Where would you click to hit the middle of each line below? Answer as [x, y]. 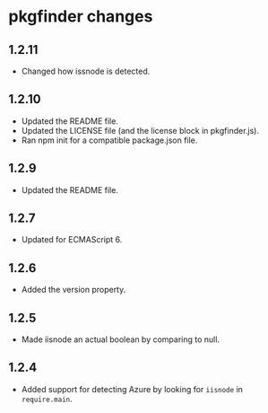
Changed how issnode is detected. [86, 71]
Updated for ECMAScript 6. [72, 240]
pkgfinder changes [81, 17]
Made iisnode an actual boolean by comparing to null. [121, 339]
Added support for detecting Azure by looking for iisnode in [132, 389]
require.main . [47, 399]
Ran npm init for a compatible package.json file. [109, 140]
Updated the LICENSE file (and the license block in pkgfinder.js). [140, 130]
